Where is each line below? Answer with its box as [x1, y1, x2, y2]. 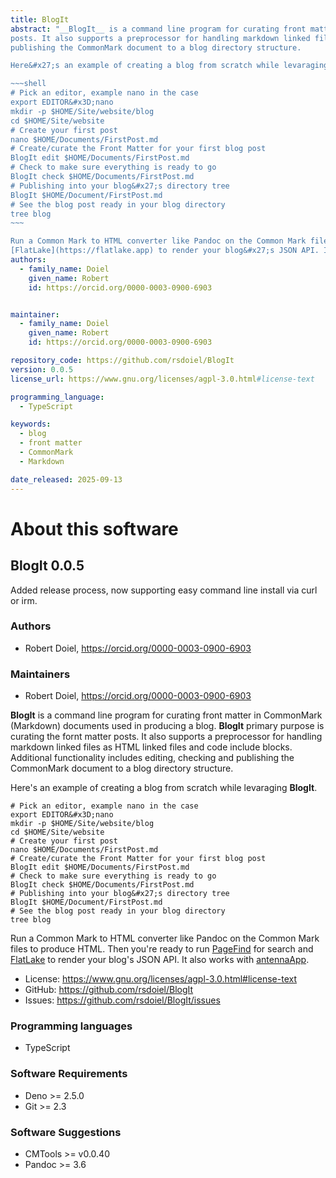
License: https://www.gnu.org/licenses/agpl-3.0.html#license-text [24, 973, 297, 985]
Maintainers [10, 667, 71, 681]
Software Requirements [10, 1067, 128, 1081]
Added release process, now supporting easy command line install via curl [10, 584, 318, 596]
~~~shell [10, 79, 47, 89]
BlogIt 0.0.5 [10, 557, 85, 575]
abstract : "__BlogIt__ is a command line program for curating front [10, 24, 307, 34]
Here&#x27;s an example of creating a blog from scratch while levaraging [10, 61, 329, 71]
